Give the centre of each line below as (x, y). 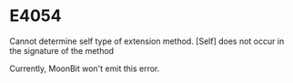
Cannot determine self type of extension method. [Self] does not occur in (147, 41)
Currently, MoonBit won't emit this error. (85, 68)
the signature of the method (62, 50)
